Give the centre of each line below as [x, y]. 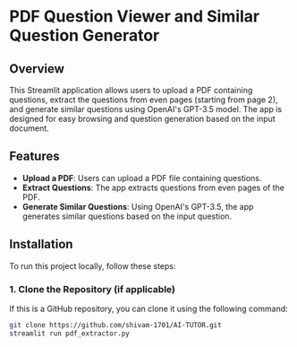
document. [29, 128]
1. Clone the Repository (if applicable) [93, 289]
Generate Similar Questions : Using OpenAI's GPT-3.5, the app [138, 206]
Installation [41, 244]
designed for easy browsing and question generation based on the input [142, 119]
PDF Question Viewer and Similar [135, 17]
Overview [37, 69]
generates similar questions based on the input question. [127, 216]
